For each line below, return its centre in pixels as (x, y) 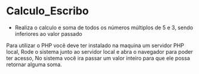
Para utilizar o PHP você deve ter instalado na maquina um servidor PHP (95, 45)
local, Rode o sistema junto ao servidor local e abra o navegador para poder (99, 51)
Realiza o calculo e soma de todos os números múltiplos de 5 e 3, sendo (104, 27)
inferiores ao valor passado (48, 33)
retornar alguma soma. (34, 64)
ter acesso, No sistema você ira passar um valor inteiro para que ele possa (98, 58)
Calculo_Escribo (48, 11)
